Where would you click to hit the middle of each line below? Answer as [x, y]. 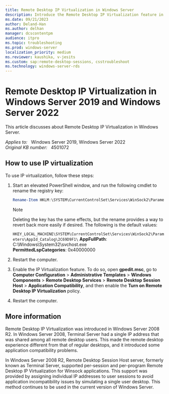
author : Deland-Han [26, 24]
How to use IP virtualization [49, 163]
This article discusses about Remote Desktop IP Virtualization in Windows [82, 127]
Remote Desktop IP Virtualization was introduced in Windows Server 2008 [82, 329]
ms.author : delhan [24, 29]
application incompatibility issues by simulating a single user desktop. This [83, 381]
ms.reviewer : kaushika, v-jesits [40, 57]
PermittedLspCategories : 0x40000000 [54, 250]
